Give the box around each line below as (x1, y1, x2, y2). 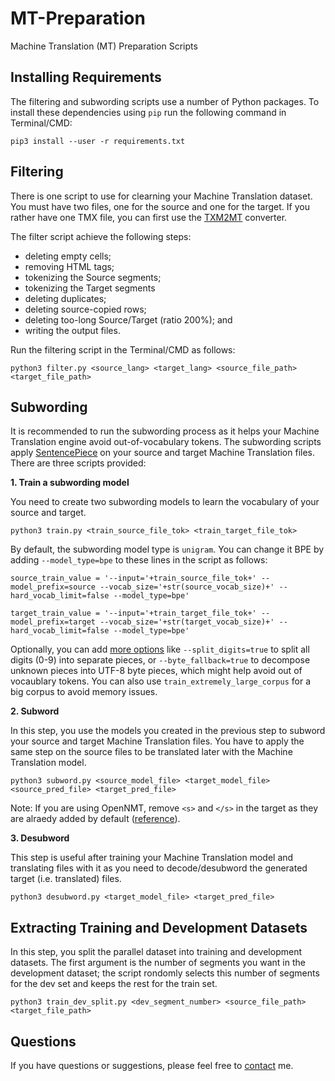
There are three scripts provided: (10, 457, 147, 469)
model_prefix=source (10, 582, 97, 592)
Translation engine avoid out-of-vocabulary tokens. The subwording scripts (10, 436, 322, 448)
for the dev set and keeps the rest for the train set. (10, 978, 218, 990)
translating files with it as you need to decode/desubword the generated (10, 862, 308, 874)
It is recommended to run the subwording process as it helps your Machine (10, 425, 320, 437)
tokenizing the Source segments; (24, 271, 162, 283)
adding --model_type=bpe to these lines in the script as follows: (10, 554, 268, 566)
